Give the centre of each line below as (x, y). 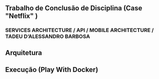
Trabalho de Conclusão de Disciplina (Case (74, 8)
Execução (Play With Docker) (52, 70)
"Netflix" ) (22, 16)
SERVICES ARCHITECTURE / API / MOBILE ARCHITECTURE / (79, 30)
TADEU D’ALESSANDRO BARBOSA (48, 36)
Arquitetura (24, 53)
